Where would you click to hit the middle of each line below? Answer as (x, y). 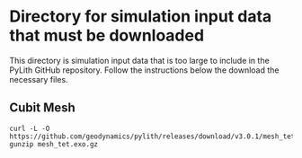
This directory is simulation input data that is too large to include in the (139, 60)
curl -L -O (30, 128)
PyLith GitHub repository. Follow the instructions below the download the (144, 70)
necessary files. (39, 79)
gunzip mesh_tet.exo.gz (54, 144)
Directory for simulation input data (141, 17)
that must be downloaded (107, 35)
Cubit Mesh (43, 108)
